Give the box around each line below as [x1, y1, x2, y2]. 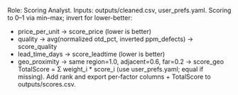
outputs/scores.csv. [17, 80, 76, 88]
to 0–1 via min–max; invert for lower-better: [7, 13, 133, 22]
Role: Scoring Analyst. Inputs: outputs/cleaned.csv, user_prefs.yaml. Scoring [7, 6, 232, 14]
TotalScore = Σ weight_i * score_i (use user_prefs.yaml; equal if [17, 65, 204, 73]
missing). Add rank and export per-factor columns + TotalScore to [17, 72, 211, 81]
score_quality [17, 43, 58, 50]
